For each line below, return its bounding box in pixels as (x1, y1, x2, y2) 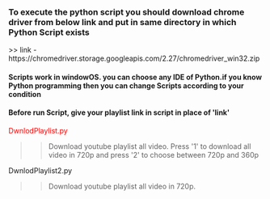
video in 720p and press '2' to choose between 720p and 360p (48, 150, 259, 160)
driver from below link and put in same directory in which (8, 16, 237, 28)
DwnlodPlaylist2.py (8, 166, 73, 176)
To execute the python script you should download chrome (8, 6, 245, 18)
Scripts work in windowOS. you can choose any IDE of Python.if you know (8, 72, 263, 82)
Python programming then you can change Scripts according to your (8, 80, 244, 91)
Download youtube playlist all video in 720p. (48, 181, 196, 192)
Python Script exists (8, 27, 91, 38)
